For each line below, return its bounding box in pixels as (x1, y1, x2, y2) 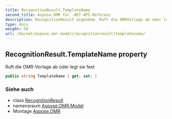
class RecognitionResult (12, 97, 63, 103)
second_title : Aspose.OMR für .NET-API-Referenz (5, 12, 111, 17)
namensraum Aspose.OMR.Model (12, 103, 84, 109)
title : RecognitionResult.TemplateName (5, 7, 91, 13)
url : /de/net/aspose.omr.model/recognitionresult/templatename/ (5, 31, 145, 36)
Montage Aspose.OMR (12, 108, 60, 114)
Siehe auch (5, 85, 34, 92)
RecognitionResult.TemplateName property (5, 50, 147, 59)
